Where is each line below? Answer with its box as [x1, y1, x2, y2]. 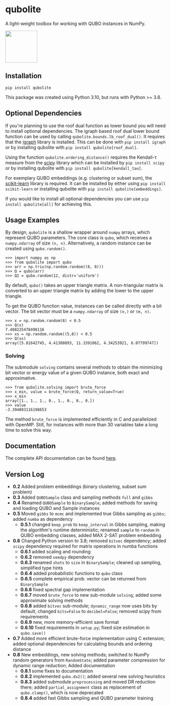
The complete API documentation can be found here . [5, 455, 117, 461]
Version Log [5, 470, 44, 478]
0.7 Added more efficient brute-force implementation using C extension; [12, 636, 165, 642]
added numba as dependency [12, 516, 73, 522]
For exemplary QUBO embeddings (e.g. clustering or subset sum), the [5, 175, 152, 181]
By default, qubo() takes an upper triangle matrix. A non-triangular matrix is [5, 282, 163, 288]
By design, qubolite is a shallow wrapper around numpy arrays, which [5, 229, 151, 235]
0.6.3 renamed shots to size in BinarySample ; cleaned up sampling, [20, 559, 162, 566]
